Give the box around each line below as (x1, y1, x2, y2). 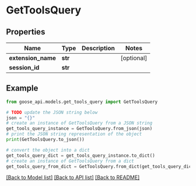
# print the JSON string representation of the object (6, 131, 142, 137)
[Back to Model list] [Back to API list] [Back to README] (6, 174, 140, 181)
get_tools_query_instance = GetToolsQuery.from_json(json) (6, 126, 153, 132)
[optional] (120, 54, 148, 62)
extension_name (9, 54, 57, 62)
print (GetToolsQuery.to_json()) (6, 137, 85, 143)
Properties (6, 27, 45, 37)
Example (6, 83, 38, 94)
